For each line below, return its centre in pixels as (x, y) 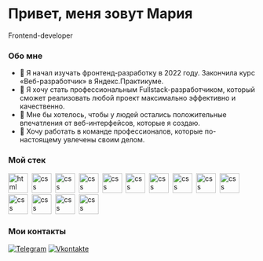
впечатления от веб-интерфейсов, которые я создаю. (110, 123)
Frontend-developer (40, 35)
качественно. (42, 106)
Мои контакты (37, 231)
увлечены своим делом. (104, 140)
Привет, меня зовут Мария (100, 14)
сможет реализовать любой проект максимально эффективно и (128, 98)
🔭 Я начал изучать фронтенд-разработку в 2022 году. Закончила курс (137, 73)
